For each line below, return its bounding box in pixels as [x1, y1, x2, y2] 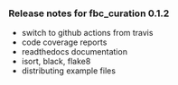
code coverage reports [21, 37, 108, 47]
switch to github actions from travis [21, 28, 154, 38]
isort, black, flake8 [21, 56, 91, 67]
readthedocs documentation [21, 47, 128, 57]
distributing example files [21, 65, 117, 76]
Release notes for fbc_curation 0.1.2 [8, 7, 170, 20]
